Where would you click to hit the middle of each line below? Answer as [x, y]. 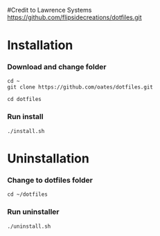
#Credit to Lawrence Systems [50, 10]
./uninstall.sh [29, 226]
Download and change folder [57, 67]
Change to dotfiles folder [50, 180]
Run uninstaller [33, 212]
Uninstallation [48, 158]
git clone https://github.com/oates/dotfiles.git [80, 87]
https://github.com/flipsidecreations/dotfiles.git [74, 17]
